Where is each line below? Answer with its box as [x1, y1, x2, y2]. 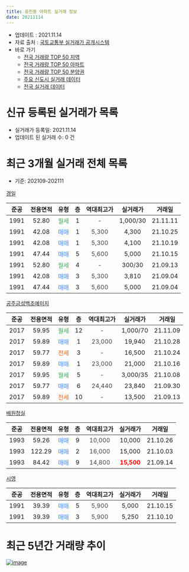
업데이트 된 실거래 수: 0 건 [14, 134, 75, 141]
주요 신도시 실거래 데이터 [23, 75, 81, 83]
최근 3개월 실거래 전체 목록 [6, 157, 128, 170]
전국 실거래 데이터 [23, 83, 65, 90]
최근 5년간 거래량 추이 [6, 539, 106, 552]
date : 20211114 [6, 14, 44, 20]
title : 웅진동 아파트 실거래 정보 [6, 8, 77, 15]
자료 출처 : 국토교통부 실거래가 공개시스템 [14, 38, 110, 46]
